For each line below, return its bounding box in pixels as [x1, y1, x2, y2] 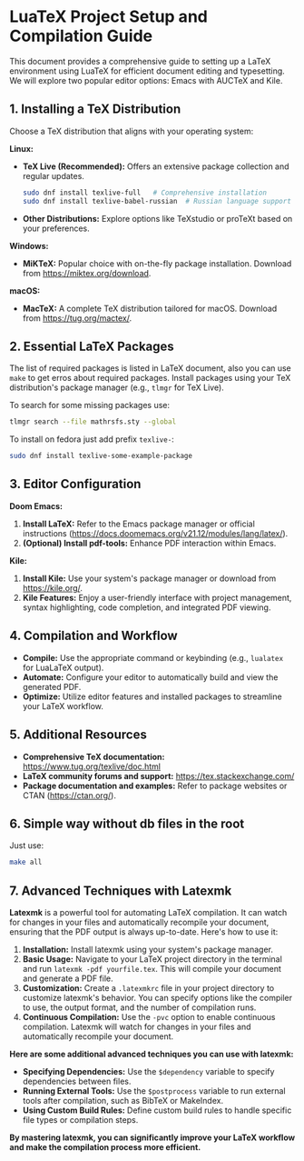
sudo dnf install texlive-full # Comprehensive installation [22, 188, 268, 197]
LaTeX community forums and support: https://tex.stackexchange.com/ [22, 770, 295, 781]
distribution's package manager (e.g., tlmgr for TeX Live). [9, 382, 224, 393]
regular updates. [22, 170, 84, 181]
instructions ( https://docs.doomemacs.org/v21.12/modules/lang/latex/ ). [22, 527, 289, 538]
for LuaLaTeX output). [22, 662, 104, 673]
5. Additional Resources [9, 727, 147, 743]
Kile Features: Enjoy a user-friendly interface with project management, [22, 592, 292, 603]
